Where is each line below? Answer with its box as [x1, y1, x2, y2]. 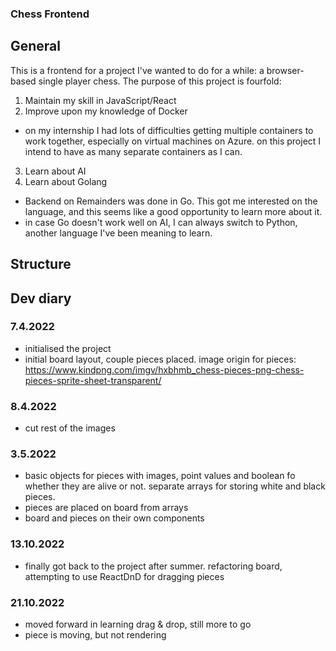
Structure [10, 256, 72, 273]
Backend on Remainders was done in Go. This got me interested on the [24, 195, 318, 207]
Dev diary [10, 290, 72, 307]
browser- [266, 64, 305, 76]
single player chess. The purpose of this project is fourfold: [38, 75, 282, 87]
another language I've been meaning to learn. [24, 227, 213, 239]
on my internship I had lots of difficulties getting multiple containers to [24, 124, 314, 136]
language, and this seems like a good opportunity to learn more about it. [24, 205, 323, 217]
